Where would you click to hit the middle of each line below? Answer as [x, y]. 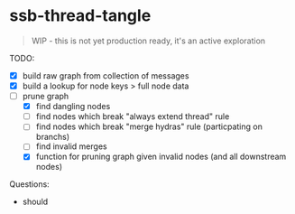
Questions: [29, 184]
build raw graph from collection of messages [106, 75]
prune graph [46, 97]
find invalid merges [71, 146]
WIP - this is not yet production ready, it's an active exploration [148, 41]
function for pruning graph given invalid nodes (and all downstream [161, 157]
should [35, 202]
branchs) [53, 137]
